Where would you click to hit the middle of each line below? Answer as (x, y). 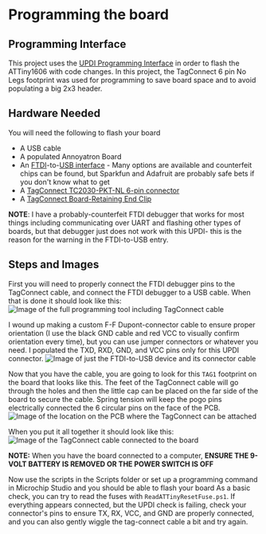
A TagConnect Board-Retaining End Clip (86, 199)
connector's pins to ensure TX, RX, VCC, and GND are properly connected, (131, 513)
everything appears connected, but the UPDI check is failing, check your (127, 505)
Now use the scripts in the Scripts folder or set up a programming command (133, 479)
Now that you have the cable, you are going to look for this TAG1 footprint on (133, 374)
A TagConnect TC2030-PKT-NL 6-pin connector (100, 190)
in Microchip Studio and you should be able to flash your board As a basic (129, 488)
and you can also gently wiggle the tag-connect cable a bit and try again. (128, 521)
